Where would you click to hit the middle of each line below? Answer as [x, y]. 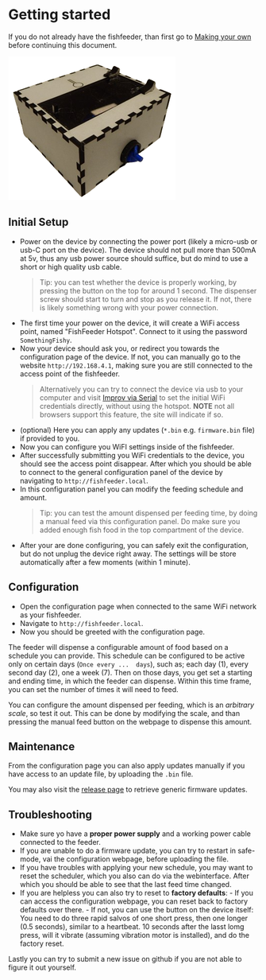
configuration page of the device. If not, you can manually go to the [130, 356]
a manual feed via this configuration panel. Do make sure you [140, 521]
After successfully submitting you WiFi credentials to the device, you [132, 455]
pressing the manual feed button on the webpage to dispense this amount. [130, 721]
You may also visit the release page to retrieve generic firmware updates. [128, 790]
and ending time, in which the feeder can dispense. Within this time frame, [130, 681]
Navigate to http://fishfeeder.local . [81, 623]
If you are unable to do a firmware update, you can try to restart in [128, 851]
